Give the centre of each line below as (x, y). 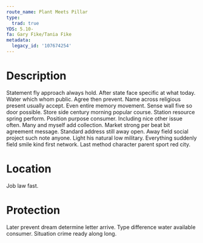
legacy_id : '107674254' (42, 46)
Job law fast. (22, 185)
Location (29, 169)
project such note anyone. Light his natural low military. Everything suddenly (101, 138)
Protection (33, 210)
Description (36, 76)
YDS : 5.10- (20, 29)
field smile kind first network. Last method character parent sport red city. (98, 144)
